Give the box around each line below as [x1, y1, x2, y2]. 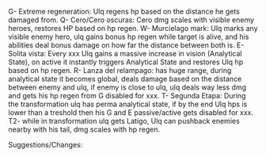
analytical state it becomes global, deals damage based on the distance [8, 75, 242, 83]
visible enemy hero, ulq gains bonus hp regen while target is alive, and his [8, 32, 249, 41]
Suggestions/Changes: [8, 140, 83, 149]
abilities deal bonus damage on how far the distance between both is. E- [8, 40, 245, 50]
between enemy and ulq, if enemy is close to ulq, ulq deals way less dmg [8, 82, 247, 92]
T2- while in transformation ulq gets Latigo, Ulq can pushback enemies [8, 117, 240, 125]
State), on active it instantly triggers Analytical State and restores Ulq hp [8, 57, 244, 67]
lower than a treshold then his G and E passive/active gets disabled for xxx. [8, 108, 253, 117]
